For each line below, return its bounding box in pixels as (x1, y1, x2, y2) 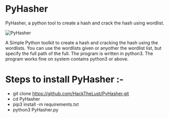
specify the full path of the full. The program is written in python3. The (5, 50, 153, 56)
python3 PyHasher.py (12, 106, 59, 112)
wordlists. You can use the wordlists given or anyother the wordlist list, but (5, 45, 162, 51)
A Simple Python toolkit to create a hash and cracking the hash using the (5, 39, 158, 46)
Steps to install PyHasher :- (5, 74, 124, 85)
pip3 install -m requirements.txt (12, 101, 79, 107)
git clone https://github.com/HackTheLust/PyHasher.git (12, 90, 129, 97)
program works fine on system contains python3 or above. (5, 55, 129, 62)
